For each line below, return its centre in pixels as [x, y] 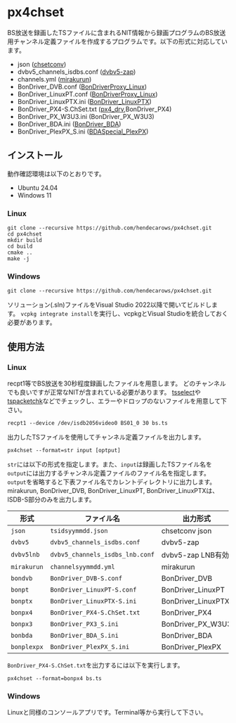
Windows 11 [34, 195]
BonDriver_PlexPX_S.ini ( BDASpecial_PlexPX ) [83, 132]
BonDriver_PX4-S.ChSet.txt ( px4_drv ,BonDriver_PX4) [94, 109]
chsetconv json [186, 531]
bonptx [22, 601]
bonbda [22, 636]
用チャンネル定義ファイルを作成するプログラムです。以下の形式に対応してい [118, 41]
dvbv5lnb [25, 555]
